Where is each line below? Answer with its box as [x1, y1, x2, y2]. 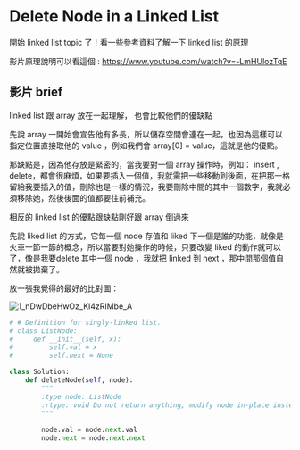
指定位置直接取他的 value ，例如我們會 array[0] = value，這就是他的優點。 [9, 140, 283, 151]
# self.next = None [9, 351, 114, 361]
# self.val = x [9, 343, 98, 352]
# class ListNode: [9, 326, 78, 336]
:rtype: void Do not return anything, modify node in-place [41, 400, 270, 410]
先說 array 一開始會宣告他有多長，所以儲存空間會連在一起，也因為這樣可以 [9, 129, 284, 139]
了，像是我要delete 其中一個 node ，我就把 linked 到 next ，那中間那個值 [9, 253, 277, 263]
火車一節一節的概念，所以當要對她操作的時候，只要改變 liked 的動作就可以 [9, 241, 281, 252]
